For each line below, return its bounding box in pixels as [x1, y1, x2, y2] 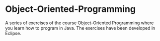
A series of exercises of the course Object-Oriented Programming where [5, 20, 154, 26]
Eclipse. [5, 30, 21, 36]
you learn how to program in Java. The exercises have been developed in [5, 25, 156, 31]
